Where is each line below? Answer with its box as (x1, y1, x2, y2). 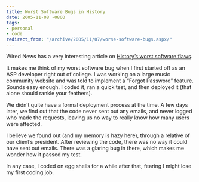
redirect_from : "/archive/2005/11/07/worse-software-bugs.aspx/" (6, 36, 172, 42)
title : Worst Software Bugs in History (6, 8, 106, 15)
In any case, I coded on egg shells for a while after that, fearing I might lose (6, 162, 192, 169)
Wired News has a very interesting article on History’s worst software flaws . (6, 53, 193, 60)
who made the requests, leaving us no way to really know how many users (6, 114, 190, 121)
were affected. (6, 121, 42, 127)
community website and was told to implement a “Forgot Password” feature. (6, 77, 194, 84)
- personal (6, 25, 33, 32)
